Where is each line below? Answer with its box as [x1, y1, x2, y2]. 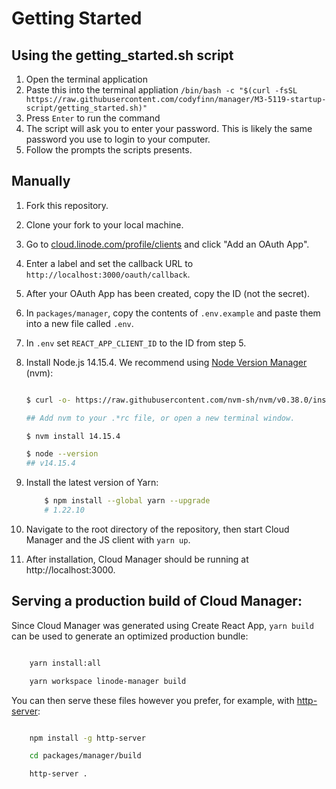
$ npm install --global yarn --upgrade [44, 496, 211, 506]
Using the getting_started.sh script [11, 47, 234, 64]
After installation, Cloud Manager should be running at [25, 553, 249, 565]
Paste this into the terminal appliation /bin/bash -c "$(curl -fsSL [25, 84, 298, 96]
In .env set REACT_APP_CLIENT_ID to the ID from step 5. [25, 337, 247, 349]
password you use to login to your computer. [25, 133, 211, 145]
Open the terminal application [25, 73, 149, 85]
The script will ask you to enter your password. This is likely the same [25, 123, 313, 134]
